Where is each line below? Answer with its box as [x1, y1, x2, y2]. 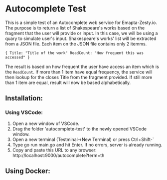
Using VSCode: [5, 109, 43, 116]
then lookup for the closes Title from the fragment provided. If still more [5, 74, 153, 80]
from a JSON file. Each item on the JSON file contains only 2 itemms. [5, 40, 147, 46]
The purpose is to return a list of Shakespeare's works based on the [5, 24, 145, 30]
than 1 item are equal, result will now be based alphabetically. [5, 79, 131, 85]
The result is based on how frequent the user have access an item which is [5, 63, 160, 69]
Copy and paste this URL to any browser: [12, 147, 97, 153]
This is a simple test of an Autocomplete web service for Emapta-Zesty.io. [5, 19, 157, 25]
